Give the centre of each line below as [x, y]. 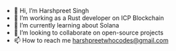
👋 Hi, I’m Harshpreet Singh [51, 11]
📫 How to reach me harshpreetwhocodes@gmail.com [91, 40]
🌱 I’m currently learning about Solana [66, 25]
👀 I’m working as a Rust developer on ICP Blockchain [89, 18]
